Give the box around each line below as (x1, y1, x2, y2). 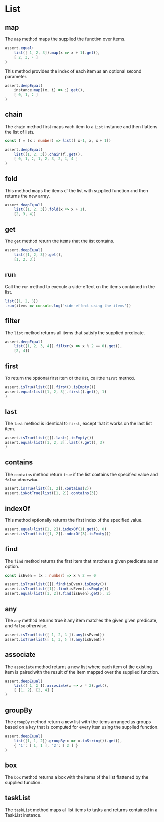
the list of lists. (5, 129, 35, 135)
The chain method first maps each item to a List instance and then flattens (5, 123, 158, 129)
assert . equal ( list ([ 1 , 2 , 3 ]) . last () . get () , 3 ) (5, 440, 105, 445)
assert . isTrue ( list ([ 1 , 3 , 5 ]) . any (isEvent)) (5, 637, 105, 642)
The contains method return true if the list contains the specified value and (5, 471, 158, 477)
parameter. (5, 73, 28, 79)
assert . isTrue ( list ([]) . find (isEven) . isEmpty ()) (5, 582, 107, 587)
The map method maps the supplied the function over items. (5, 36, 126, 42)
